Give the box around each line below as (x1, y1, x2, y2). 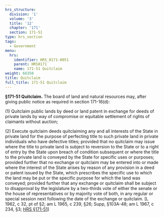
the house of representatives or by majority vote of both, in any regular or (5, 191, 153, 196)
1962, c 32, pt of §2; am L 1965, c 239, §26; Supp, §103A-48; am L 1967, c (5, 201, 154, 207)
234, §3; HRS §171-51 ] (5, 206, 49, 212)
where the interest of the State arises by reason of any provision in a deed (5, 165, 155, 170)
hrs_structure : (5, 7, 36, 12)
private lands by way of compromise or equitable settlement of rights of (5, 113, 150, 119)
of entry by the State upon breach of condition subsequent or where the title (5, 149, 159, 155)
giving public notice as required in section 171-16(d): (5, 98, 110, 104)
